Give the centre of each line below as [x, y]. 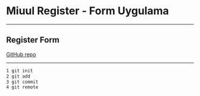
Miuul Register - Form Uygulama [88, 11]
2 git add [18, 76]
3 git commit [22, 82]
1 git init [20, 71]
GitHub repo [21, 54]
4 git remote [22, 87]
